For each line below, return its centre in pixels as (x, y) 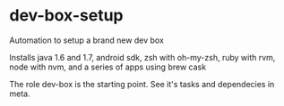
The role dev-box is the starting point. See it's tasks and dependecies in (142, 84)
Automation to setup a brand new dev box (86, 40)
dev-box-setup (66, 16)
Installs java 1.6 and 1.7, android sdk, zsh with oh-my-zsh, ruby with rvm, (142, 57)
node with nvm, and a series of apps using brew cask (108, 67)
